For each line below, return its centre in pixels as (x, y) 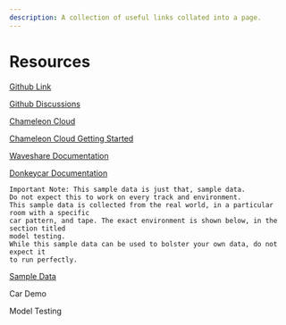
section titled (38, 229)
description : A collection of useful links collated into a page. (135, 17)
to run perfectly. (43, 260)
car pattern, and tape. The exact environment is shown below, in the (143, 221)
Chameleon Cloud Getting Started (71, 138)
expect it (28, 252)
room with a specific (50, 212)
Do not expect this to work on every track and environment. (126, 197)
